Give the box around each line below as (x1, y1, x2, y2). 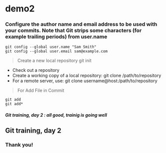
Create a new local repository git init (17, 58, 92, 64)
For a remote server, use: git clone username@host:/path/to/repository (12, 78, 158, 84)
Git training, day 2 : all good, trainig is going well (5, 112, 107, 118)
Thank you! (5, 142, 33, 149)
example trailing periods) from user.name (5, 33, 108, 40)
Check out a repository (12, 67, 60, 73)
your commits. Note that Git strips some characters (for (5, 27, 142, 34)
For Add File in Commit (17, 88, 65, 94)
